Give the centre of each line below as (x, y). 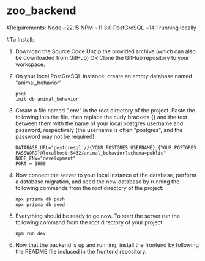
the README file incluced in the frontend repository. (81, 251)
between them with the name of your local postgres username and (99, 123)
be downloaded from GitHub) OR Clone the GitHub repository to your (102, 57)
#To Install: (20, 39)
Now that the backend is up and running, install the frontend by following (107, 244)
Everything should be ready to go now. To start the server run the (98, 216)
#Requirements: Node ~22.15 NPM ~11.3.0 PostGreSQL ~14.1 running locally (102, 28)
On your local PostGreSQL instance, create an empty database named (104, 76)
